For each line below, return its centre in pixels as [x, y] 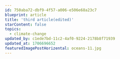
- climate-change [28, 34]
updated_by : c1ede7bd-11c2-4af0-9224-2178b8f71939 [60, 39]
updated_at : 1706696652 [30, 44]
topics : [13, 29]
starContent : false [26, 24]
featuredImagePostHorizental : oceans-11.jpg [53, 48]
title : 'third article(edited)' [39, 19]
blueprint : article [26, 15]
